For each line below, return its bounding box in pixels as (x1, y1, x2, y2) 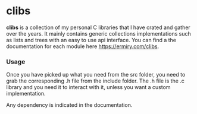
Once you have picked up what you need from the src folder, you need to (6, 71, 186, 78)
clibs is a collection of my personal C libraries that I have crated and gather (6, 24, 190, 31)
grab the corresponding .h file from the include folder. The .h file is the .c (6, 77, 185, 84)
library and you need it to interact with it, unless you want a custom (6, 84, 171, 91)
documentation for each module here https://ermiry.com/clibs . (6, 43, 160, 50)
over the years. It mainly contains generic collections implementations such (6, 30, 192, 37)
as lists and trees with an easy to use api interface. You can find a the (6, 36, 177, 43)
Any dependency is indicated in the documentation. (6, 102, 133, 109)
